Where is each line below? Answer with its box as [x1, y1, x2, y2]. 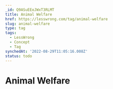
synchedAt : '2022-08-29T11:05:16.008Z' [5, 49, 88, 54]
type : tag [5, 26, 26, 31]
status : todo [5, 53, 32, 59]
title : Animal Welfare [5, 12, 52, 17]
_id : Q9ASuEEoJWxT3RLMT [5, 7, 55, 12]
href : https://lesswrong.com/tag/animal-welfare [5, 16, 108, 21]
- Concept [9, 40, 30, 45]
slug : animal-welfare [5, 21, 50, 26]
